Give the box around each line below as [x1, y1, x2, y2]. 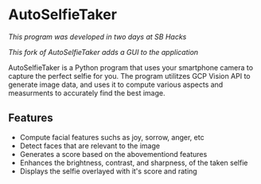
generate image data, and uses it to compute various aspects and [8, 80, 224, 89]
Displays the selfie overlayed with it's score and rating [19, 166, 197, 176]
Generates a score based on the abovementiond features [19, 149, 208, 159]
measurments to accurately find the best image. [8, 88, 166, 97]
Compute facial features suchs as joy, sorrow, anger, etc [19, 132, 205, 142]
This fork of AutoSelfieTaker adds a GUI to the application [8, 47, 199, 57]
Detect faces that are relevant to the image [19, 141, 161, 151]
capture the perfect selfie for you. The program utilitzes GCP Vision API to [8, 71, 251, 80]
